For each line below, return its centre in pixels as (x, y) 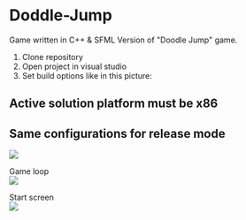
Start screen (32, 197)
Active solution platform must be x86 (114, 104)
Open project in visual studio (74, 66)
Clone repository (53, 57)
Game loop (29, 171)
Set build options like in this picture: (87, 75)
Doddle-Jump (61, 15)
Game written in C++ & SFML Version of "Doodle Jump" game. (123, 40)
